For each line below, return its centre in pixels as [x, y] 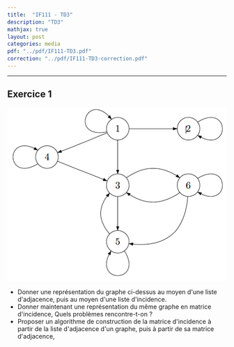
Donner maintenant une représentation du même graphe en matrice [114, 307]
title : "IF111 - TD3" [40, 15]
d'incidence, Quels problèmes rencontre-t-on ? [85, 314]
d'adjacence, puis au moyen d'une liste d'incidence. [92, 299]
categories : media [34, 44]
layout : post [26, 37]
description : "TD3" [36, 22]
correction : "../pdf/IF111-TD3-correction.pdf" [78, 59]
